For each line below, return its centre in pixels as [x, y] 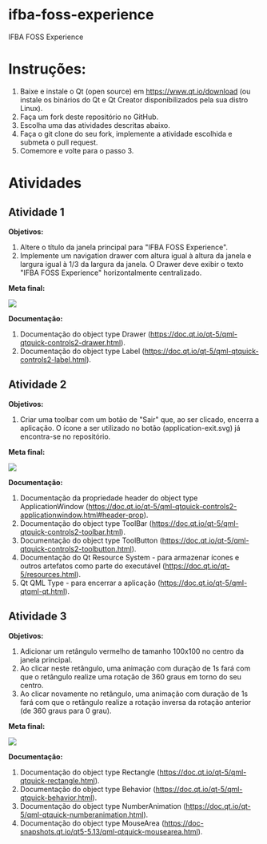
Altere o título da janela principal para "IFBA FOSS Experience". [124, 247]
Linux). [31, 108]
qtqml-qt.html [42, 591]
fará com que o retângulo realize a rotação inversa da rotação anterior [135, 702]
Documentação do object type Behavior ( [88, 789]
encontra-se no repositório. [65, 436]
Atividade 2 [38, 385]
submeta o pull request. [59, 142]
